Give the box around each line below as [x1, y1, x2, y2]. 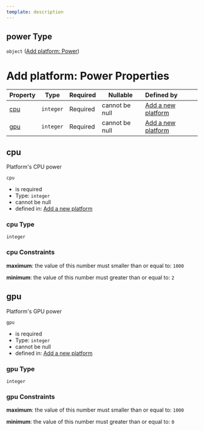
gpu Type [6, 365, 35, 373]
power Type [6, 32, 53, 42]
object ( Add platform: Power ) [6, 47, 80, 55]
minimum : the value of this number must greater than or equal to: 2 [6, 273, 175, 281]
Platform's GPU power [6, 307, 62, 315]
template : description [6, 9, 64, 15]
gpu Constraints [6, 392, 55, 401]
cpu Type [6, 220, 35, 229]
